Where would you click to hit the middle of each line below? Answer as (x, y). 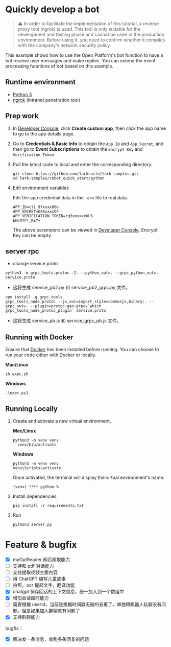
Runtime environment (40, 82)
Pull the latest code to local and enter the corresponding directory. (82, 164)
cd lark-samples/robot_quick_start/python (58, 178)
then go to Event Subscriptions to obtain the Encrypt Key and (78, 149)
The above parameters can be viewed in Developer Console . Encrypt (85, 230)
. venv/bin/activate (34, 445)
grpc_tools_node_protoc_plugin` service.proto (56, 311)
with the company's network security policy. (64, 45)
